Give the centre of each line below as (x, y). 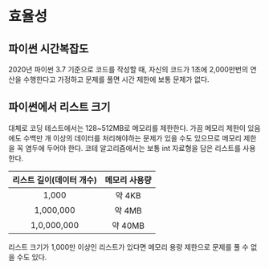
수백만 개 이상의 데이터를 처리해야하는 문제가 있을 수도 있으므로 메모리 (132, 138)
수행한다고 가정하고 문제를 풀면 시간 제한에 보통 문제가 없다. (116, 79)
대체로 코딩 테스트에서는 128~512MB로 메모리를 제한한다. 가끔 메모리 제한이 (127, 128)
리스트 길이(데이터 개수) (55, 180)
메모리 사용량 (128, 180)
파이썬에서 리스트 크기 (59, 107)
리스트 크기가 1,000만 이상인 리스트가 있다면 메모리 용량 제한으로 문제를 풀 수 (128, 247)
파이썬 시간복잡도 (49, 49)
